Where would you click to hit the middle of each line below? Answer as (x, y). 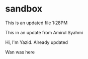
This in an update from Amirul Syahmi (44, 32)
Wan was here (20, 52)
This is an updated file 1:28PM (36, 23)
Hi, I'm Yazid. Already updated (37, 42)
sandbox (24, 9)
